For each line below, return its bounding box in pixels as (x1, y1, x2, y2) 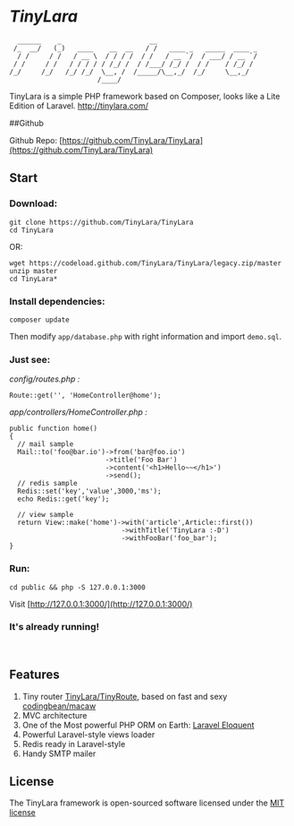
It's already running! (9, 621, 100, 633)
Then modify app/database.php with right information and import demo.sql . (9, 331, 282, 341)
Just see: (9, 353, 51, 366)
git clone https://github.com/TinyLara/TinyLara (9, 218, 194, 227)
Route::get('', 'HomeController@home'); (9, 391, 163, 400)
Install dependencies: (9, 295, 105, 307)
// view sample (17, 511, 74, 520)
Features (9, 667, 60, 683)
